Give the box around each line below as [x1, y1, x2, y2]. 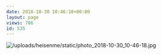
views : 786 [6, 20, 34, 26]
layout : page [6, 14, 39, 20]
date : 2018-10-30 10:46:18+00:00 [6, 8, 90, 15]
